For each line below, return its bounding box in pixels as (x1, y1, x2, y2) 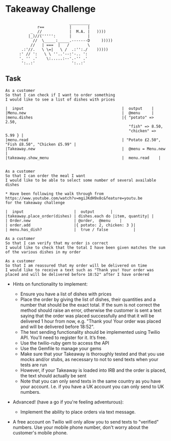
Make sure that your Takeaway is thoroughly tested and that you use (20, 351, 165, 357)
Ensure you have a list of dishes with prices (20, 291, 112, 297)
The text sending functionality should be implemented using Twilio (20, 329, 160, 335)
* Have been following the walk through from (5, 191, 104, 196)
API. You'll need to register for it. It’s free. (20, 334, 107, 340)
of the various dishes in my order (5, 249, 81, 254)
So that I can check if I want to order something (5, 92, 115, 97)
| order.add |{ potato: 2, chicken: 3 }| (5, 223, 136, 228)
